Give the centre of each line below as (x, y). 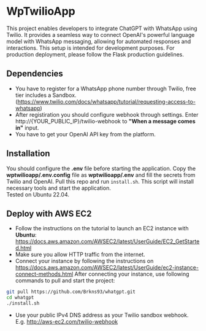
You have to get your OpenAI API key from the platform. (86, 134)
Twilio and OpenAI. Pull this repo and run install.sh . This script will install (100, 181)
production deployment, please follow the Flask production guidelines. (95, 54)
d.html (23, 248)
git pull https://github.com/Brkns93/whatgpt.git (71, 292)
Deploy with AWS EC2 (49, 213)
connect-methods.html (44, 274)
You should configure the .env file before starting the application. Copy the (101, 168)
